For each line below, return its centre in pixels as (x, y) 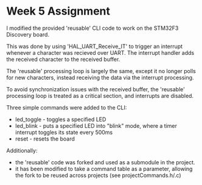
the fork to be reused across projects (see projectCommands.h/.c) (98, 175)
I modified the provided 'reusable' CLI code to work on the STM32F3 (92, 28)
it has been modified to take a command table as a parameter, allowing (104, 169)
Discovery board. (28, 34)
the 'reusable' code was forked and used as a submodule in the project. (105, 162)
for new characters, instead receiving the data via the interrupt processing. (100, 77)
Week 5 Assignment (58, 11)
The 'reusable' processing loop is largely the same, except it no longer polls (101, 71)
